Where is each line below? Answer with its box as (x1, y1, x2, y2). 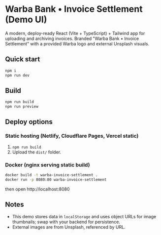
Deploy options (5, 117, 53, 126)
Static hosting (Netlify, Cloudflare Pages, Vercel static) (5, 132, 139, 139)
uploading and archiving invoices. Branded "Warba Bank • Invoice (5, 36, 139, 41)
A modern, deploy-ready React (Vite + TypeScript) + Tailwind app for (5, 30, 145, 36)
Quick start (5, 55, 40, 64)
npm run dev (5, 73, 30, 78)
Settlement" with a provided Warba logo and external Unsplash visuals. (5, 40, 149, 46)
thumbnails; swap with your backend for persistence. (12, 219, 121, 225)
